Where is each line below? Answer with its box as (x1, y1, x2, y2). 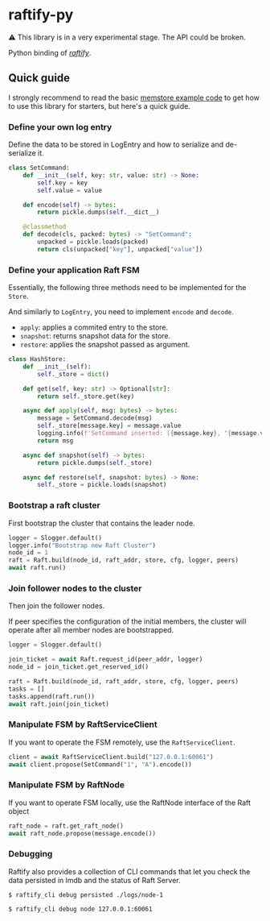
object (8, 806, 30, 815)
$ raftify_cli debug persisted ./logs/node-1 (8, 890, 163, 899)
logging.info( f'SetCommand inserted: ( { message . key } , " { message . (37, 429, 261, 438)
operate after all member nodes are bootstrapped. (8, 625, 174, 635)
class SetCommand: (8, 164, 70, 172)
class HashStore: (8, 355, 67, 363)
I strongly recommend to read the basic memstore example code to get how (8, 93, 260, 102)
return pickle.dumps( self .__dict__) (37, 208, 160, 217)
